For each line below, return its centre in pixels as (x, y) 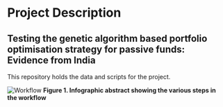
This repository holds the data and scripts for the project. (89, 77)
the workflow (27, 98)
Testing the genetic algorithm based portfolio (107, 39)
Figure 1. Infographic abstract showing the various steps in (130, 90)
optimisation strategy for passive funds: (96, 49)
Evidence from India (51, 60)
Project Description (64, 13)
